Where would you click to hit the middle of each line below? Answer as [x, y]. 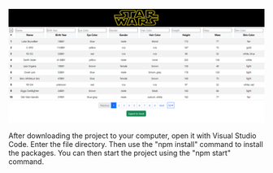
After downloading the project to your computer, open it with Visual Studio [132, 136]
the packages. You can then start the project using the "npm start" [120, 153]
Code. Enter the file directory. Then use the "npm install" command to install [136, 145]
